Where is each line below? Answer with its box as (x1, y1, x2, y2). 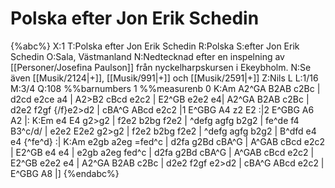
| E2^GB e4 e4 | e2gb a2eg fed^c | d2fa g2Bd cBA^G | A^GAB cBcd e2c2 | (10, 146, 315, 158)
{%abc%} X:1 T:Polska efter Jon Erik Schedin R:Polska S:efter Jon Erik (10, 40, 300, 52)
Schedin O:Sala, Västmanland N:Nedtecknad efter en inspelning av (10, 50, 285, 62)
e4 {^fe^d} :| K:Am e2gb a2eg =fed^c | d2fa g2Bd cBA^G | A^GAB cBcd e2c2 (10, 135, 325, 147)
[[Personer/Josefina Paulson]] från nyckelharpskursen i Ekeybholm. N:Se (10, 61, 312, 73)
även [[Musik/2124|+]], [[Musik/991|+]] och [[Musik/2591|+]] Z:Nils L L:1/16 (10, 72, 319, 84)
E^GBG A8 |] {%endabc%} (10, 167, 120, 179)
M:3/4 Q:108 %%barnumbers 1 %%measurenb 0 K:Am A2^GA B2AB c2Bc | (10, 82, 321, 94)
